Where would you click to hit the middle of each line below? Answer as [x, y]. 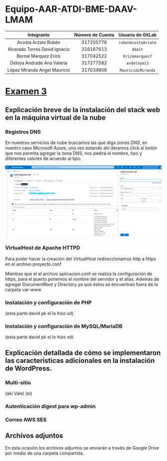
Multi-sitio [18, 382]
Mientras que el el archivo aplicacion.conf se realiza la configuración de [79, 274]
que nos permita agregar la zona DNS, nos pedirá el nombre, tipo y [74, 154]
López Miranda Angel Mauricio [39, 70]
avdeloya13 [138, 63]
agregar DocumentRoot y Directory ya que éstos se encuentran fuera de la [82, 284]
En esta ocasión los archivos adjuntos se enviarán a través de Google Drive [82, 448]
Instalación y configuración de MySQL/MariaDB [64, 326]
